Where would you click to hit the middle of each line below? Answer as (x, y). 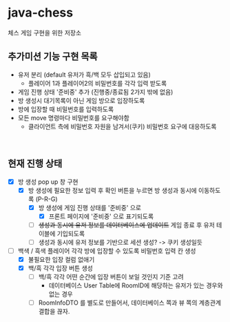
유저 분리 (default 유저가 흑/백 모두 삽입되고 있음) (84, 75)
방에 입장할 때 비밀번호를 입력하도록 (66, 109)
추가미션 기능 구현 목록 (53, 57)
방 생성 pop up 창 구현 (48, 182)
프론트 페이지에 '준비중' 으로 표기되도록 (101, 216)
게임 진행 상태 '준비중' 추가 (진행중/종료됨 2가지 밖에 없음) (95, 92)
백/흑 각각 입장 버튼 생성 (61, 268)
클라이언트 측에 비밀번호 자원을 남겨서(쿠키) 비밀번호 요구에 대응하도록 (122, 126)
